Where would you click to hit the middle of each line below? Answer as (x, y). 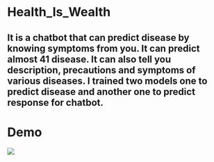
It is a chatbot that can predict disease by (98, 38)
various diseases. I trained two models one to (107, 81)
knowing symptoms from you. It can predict (104, 48)
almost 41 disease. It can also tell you (89, 59)
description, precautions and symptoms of (101, 70)
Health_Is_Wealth (59, 12)
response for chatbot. (56, 102)
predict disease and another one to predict (101, 92)
